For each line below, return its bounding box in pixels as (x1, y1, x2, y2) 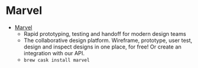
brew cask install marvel (23, 57, 90, 63)
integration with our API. (23, 49, 85, 56)
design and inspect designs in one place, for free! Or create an (23, 43, 182, 50)
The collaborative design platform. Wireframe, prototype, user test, (23, 36, 193, 44)
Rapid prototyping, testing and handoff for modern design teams (23, 30, 186, 37)
